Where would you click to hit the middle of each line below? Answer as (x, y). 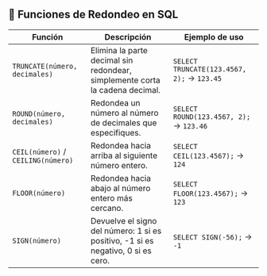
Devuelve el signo (124, 220)
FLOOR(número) (39, 193)
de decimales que (124, 122)
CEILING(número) (43, 160)
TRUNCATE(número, (45, 66)
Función (47, 36)
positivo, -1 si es (122, 240)
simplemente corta (125, 80)
